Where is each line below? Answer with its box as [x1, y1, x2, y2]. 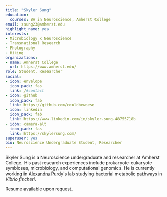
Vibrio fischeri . [5, 176, 36, 182]
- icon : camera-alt [5, 121, 47, 127]
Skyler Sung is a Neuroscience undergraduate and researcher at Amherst [5, 154, 160, 161]
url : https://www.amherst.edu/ [10, 64, 77, 69]
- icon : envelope [5, 79, 42, 84]
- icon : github [5, 93, 38, 98]
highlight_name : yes [5, 27, 50, 32]
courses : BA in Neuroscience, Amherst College [10, 17, 111, 22]
